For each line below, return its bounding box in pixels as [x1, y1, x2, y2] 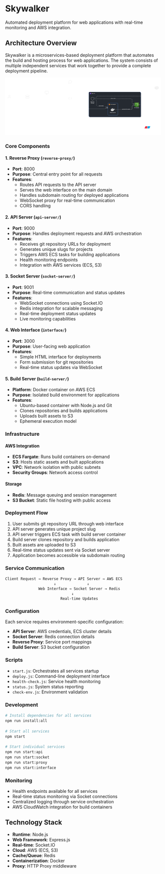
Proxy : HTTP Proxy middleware [12, 863, 77, 869]
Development [5, 701, 39, 708]
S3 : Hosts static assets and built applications [12, 459, 104, 465]
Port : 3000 [12, 338, 35, 344]
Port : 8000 [12, 166, 35, 172]
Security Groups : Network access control [12, 469, 98, 475]
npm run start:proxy [5, 760, 48, 765]
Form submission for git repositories [19, 359, 94, 365]
